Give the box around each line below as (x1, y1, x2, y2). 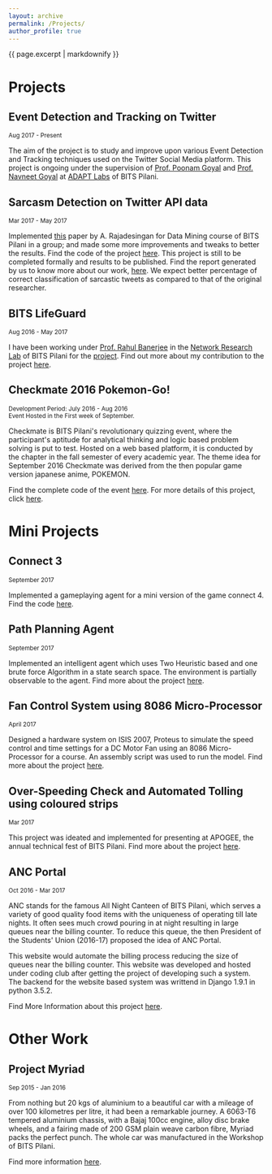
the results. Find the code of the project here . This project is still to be (8, 249, 242, 259)
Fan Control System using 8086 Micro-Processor (8, 699, 262, 713)
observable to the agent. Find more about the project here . (8, 676, 205, 685)
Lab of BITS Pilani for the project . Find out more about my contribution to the (8, 351, 265, 360)
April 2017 (8, 720, 37, 728)
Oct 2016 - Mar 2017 (8, 887, 66, 895)
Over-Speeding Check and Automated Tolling (8, 784, 244, 798)
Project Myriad (8, 1062, 85, 1076)
